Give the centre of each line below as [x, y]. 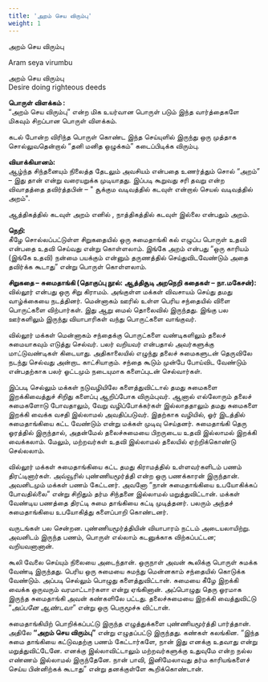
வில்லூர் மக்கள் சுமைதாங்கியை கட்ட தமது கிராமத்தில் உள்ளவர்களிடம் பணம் [125, 466]
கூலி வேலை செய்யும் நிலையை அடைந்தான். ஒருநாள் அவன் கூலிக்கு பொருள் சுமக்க [133, 562]
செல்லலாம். [27, 450]
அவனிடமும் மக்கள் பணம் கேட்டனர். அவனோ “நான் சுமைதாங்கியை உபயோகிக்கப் [133, 484]
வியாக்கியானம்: [32, 162]
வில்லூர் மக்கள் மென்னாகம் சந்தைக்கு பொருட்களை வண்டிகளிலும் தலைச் [117, 335]
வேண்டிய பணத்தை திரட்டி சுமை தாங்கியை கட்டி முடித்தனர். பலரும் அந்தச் [121, 503]
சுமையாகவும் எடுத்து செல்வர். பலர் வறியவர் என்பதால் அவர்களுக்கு [111, 343]
